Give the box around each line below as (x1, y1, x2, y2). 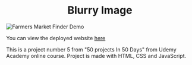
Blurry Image (67, 4, 133, 17)
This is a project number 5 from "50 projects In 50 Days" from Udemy (6, 45, 177, 53)
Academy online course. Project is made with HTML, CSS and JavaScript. (6, 52, 187, 59)
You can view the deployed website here (6, 34, 106, 41)
